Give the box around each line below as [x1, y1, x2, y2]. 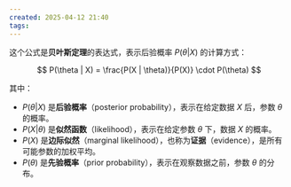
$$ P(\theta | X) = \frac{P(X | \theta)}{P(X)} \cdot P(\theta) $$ [36, 64, 262, 75]
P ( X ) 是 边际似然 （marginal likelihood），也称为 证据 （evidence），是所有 [21, 135, 283, 145]
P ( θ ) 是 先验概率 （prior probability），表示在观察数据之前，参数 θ [21, 157, 257, 168]
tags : [9, 21, 29, 30]
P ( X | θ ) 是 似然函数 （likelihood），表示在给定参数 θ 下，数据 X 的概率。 [21, 123, 277, 134]
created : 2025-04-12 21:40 [9, 12, 109, 22]
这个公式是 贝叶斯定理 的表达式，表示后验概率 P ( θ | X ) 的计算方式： [9, 46, 247, 58]
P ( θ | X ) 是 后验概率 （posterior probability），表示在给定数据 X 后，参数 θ [21, 101, 283, 112]
